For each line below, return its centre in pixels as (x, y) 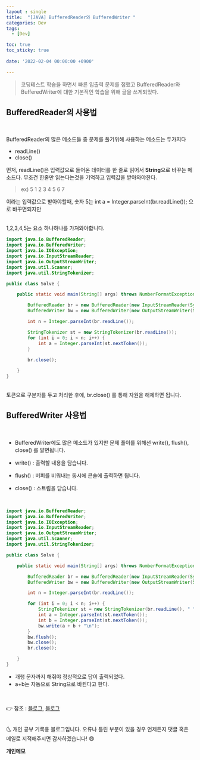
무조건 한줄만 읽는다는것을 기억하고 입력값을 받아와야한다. (90, 177)
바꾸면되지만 (27, 209)
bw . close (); (43, 642)
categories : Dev (26, 23)
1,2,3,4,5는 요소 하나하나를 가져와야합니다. (56, 228)
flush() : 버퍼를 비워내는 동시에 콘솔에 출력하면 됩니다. (77, 475)
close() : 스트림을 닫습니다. (46, 488)
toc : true (18, 45)
